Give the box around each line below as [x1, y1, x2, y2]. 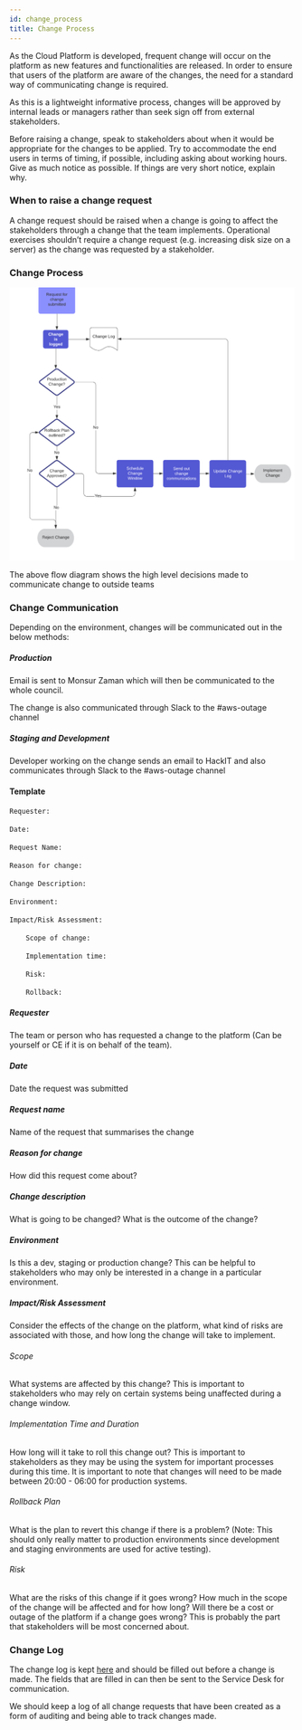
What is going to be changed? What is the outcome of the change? [9, 1214, 259, 1225]
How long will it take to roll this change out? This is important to [9, 1447, 246, 1458]
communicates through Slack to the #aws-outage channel [9, 765, 226, 776]
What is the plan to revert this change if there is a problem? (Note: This [9, 1524, 273, 1534]
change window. [9, 1398, 71, 1409]
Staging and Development [9, 732, 110, 743]
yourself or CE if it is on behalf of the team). [9, 1039, 173, 1050]
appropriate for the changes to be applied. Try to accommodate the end [9, 143, 278, 154]
